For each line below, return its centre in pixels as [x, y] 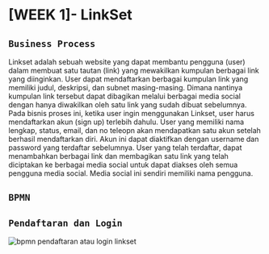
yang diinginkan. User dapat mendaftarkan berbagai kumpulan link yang [128, 79]
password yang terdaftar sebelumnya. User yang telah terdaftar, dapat [125, 148]
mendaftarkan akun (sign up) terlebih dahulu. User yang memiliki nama [126, 122]
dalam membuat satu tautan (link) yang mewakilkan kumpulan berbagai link [134, 71]
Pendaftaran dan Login [65, 223]
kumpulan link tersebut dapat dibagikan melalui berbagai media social [124, 96]
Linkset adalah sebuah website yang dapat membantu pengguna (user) [127, 62]
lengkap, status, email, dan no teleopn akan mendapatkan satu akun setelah [134, 130]
